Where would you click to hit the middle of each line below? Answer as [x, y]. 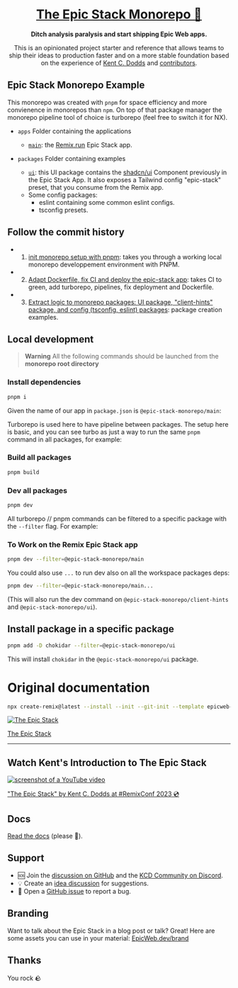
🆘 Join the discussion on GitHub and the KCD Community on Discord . [120, 875]
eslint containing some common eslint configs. [107, 202]
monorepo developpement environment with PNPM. [104, 264]
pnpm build [23, 472]
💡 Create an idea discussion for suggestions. [83, 883]
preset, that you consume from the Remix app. [96, 187]
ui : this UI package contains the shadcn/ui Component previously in [127, 172]
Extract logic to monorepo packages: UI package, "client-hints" [120, 302]
